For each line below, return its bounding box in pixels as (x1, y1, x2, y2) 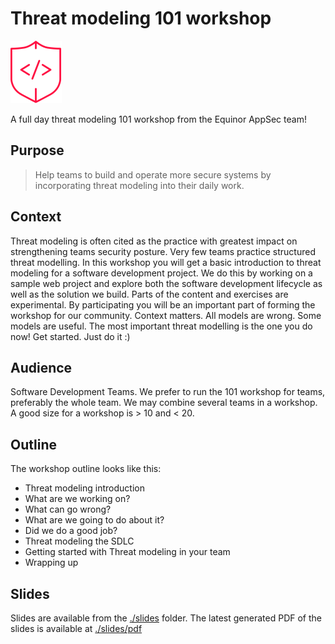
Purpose (10, 142, 65, 159)
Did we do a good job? (24, 525, 118, 537)
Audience (10, 359, 73, 376)
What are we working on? (24, 493, 131, 505)
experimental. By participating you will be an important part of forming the (10, 298, 316, 311)
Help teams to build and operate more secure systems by (34, 168, 272, 181)
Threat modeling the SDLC (24, 535, 135, 547)
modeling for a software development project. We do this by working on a (10, 267, 313, 279)
